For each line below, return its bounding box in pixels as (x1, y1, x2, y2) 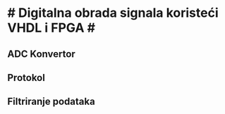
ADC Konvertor (7, 48, 75, 60)
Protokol (7, 72, 46, 84)
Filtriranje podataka (7, 96, 95, 108)
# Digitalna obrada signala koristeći (7, 5, 219, 21)
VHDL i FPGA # (7, 20, 96, 36)
